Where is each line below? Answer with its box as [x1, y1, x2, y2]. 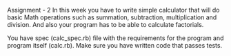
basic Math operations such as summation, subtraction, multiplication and [7, 13, 217, 21]
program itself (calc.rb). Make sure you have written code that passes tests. [7, 41, 223, 49]
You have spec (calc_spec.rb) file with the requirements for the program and [7, 34, 224, 42]
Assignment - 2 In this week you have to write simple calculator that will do [7, 6, 220, 14]
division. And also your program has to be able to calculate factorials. [7, 21, 204, 28]
